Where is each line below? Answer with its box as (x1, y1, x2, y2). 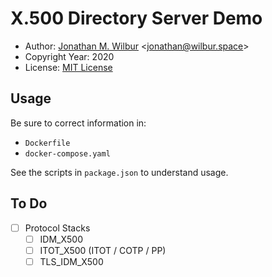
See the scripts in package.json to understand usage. (10, 166, 229, 178)
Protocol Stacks (24, 222, 91, 234)
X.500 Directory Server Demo (10, 7, 263, 30)
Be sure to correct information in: (10, 117, 147, 129)
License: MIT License (24, 61, 113, 73)
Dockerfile (24, 138, 71, 148)
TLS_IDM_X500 (39, 255, 104, 267)
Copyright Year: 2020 (24, 50, 115, 62)
